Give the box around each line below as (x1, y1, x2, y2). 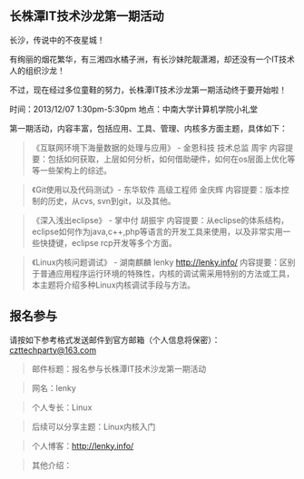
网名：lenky (31, 382, 77, 393)
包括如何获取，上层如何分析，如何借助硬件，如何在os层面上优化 (47, 153, 288, 164)
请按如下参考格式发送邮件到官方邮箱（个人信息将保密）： (9, 334, 221, 345)
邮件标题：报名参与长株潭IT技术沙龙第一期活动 (31, 363, 207, 374)
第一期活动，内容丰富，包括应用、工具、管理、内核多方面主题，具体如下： (9, 122, 288, 133)
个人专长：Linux (31, 402, 93, 413)
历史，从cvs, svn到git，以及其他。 (47, 195, 176, 206)
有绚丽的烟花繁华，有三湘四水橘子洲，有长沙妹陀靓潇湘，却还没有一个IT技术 (9, 54, 295, 64)
